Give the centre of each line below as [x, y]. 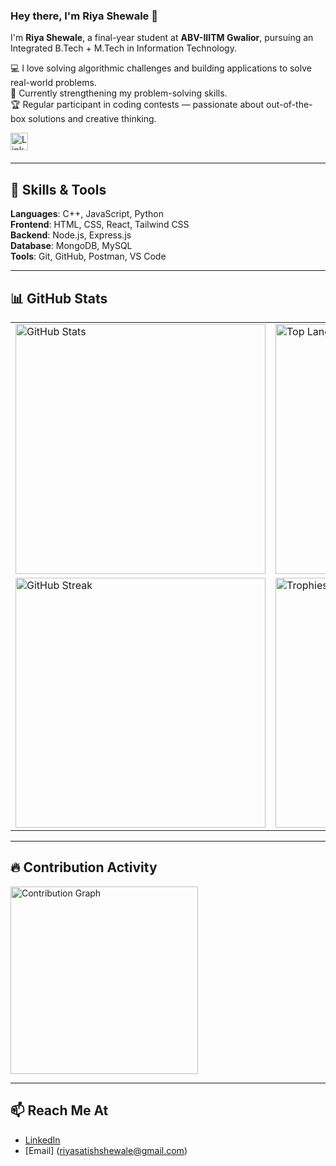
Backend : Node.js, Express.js [71, 235]
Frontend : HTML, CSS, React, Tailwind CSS [100, 225]
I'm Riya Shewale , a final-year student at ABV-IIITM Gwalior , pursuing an [162, 38]
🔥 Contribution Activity [84, 867]
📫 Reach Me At [59, 1110]
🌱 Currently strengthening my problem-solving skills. [119, 93]
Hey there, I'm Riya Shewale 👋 [84, 16]
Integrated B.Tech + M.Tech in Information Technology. [123, 48]
